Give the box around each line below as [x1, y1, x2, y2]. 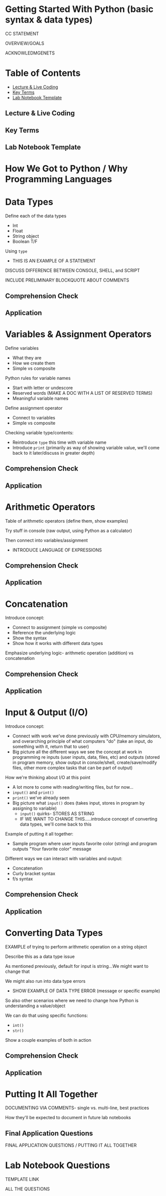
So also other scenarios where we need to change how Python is [5, 997, 139, 1003]
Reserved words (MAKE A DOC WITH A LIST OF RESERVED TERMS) [12, 390, 153, 396]
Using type [5, 248, 27, 254]
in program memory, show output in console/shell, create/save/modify [12, 760, 157, 766]
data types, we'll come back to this [19, 821, 92, 827]
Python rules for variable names [5, 375, 71, 381]
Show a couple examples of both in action [5, 1037, 91, 1043]
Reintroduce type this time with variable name [12, 439, 107, 445]
